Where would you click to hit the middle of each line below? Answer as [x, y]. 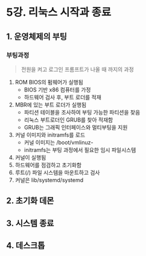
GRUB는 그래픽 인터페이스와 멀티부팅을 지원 [76, 127]
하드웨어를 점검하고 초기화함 [48, 165]
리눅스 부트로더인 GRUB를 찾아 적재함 [68, 120]
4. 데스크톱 [26, 245]
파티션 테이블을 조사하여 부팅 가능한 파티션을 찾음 [82, 112]
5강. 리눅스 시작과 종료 [59, 12]
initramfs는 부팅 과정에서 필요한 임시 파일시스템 [80, 150]
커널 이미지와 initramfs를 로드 [50, 135]
